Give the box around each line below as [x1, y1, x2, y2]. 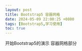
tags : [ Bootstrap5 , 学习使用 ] [5, 21, 63, 26]
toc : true [5, 26, 26, 31]
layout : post [5, 7, 32, 12]
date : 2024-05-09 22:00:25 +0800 [5, 16, 75, 21]
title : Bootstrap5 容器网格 [5, 12, 61, 17]
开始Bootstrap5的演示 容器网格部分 [5, 40, 77, 46]
